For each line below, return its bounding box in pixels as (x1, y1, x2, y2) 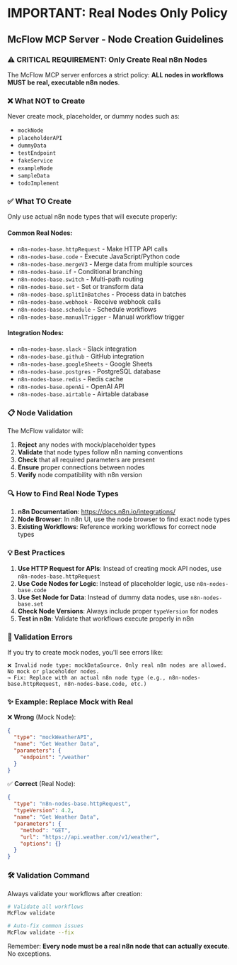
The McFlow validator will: (7, 427, 83, 435)
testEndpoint (17, 150, 57, 157)
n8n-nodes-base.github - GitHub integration (17, 351, 144, 360)
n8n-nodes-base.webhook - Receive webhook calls (17, 297, 161, 306)
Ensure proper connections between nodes (17, 463, 145, 471)
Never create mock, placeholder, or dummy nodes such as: (7, 112, 180, 121)
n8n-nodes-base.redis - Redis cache (17, 374, 124, 383)
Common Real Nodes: (7, 229, 73, 237)
